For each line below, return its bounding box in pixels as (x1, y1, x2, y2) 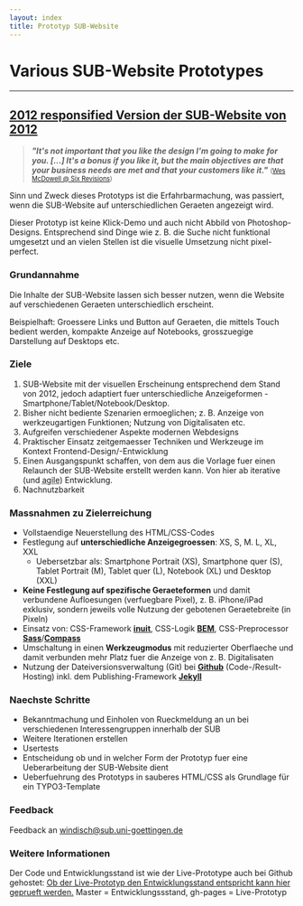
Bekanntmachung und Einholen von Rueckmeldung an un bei (22, 715, 250, 725)
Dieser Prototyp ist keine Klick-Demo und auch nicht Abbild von (9, 218, 246, 229)
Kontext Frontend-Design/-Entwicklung (22, 445, 169, 456)
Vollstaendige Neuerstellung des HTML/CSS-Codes (22, 528, 215, 538)
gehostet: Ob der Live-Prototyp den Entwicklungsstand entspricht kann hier (9, 877, 291, 888)
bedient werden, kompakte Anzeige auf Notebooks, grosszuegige (9, 326, 254, 337)
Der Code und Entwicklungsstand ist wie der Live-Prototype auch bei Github (9, 868, 293, 879)
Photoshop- (247, 218, 291, 229)
